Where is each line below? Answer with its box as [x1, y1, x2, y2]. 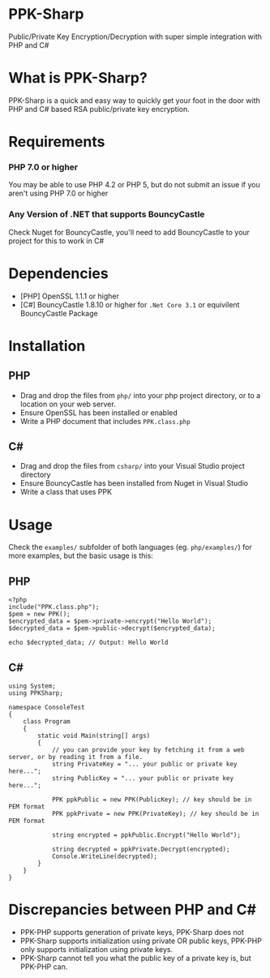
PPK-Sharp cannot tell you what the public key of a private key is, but [19, 953, 251, 963]
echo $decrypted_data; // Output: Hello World [8, 638, 169, 647]
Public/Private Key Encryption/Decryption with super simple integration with [8, 32, 262, 41]
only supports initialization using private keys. [19, 944, 174, 954]
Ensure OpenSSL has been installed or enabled [19, 407, 178, 418]
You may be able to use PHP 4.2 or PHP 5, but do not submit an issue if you [8, 180, 261, 190]
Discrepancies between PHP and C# [8, 901, 257, 919]
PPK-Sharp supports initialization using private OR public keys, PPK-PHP [19, 936, 262, 946]
